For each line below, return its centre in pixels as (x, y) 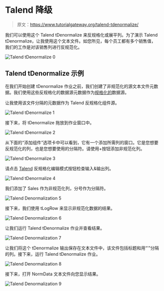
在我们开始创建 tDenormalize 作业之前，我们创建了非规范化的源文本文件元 (80, 86)
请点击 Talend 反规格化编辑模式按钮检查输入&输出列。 (59, 168)
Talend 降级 (29, 10)
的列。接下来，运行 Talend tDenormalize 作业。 (53, 254)
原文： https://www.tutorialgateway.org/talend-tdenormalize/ (78, 24)
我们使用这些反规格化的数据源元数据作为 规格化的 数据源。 (71, 92)
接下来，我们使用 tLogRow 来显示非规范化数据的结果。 (60, 208)
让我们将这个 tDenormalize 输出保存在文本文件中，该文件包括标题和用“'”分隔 (82, 248)
